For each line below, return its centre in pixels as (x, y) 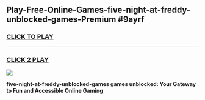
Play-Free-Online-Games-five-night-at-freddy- (99, 10)
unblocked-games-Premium (61, 20)
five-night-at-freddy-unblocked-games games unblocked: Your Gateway (101, 84)
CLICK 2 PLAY (27, 59)
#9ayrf (131, 20)
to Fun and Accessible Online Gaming (55, 90)
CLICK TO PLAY (30, 37)
